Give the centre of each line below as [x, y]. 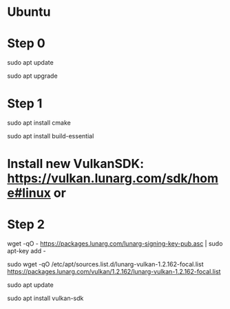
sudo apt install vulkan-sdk [45, 298]
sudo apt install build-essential [51, 136]
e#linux [29, 193]
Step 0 [27, 44]
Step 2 [26, 225]
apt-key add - [27, 251]
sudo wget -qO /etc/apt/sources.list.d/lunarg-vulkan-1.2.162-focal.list [105, 264]
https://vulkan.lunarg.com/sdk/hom [113, 179]
